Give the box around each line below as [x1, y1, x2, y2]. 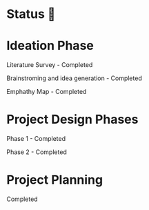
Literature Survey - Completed [6, 61, 93, 69]
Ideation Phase [6, 38, 94, 54]
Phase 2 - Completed [6, 148, 67, 156]
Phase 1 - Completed [6, 135, 66, 143]
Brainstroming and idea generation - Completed [6, 74, 142, 82]
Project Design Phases [6, 112, 139, 127]
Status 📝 [6, 6, 56, 22]
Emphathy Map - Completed [6, 88, 87, 96]
